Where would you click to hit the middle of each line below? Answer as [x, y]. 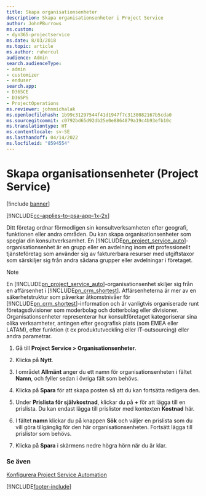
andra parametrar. [29, 336]
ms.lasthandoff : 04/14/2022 [42, 138]
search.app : [22, 87]
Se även [18, 461]
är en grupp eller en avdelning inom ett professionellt [123, 247]
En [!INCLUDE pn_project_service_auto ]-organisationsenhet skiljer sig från [100, 284]
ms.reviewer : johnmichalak [41, 109]
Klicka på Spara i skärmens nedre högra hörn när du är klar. [91, 445]
